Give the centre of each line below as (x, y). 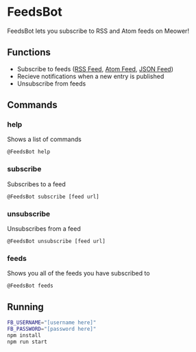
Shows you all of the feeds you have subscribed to (78, 273)
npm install (24, 335)
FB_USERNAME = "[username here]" (52, 323)
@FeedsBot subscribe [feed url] (53, 197)
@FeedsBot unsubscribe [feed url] (57, 241)
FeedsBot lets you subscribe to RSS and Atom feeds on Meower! (98, 31)
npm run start (27, 342)
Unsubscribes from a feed (44, 229)
